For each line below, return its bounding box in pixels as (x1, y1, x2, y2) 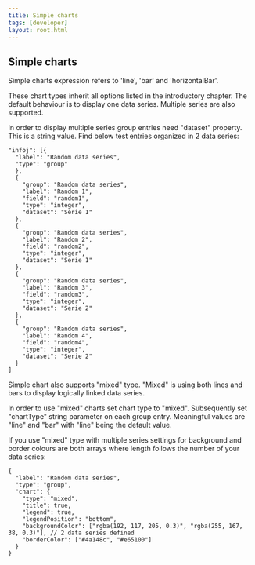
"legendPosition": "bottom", (22, 516, 117, 523)
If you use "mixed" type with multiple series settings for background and (8, 436, 242, 445)
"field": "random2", (22, 242, 89, 251)
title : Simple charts (8, 11, 79, 20)
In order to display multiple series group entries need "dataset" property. (8, 123, 242, 133)
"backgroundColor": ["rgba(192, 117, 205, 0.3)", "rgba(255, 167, (22, 523, 243, 530)
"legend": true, (22, 508, 76, 516)
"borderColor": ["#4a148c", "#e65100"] (22, 536, 153, 544)
